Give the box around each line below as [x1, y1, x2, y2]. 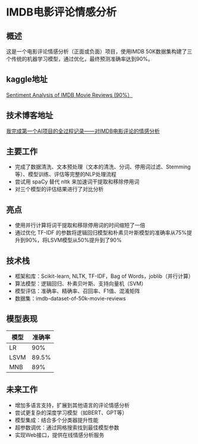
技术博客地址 [6, 111, 54, 121]
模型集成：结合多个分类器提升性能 [14, 416, 99, 423]
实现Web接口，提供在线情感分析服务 [14, 431, 105, 438]
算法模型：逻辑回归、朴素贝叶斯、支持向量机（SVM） [14, 280, 147, 287]
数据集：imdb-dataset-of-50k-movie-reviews [14, 295, 126, 302]
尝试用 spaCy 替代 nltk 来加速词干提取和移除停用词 [14, 178, 140, 185]
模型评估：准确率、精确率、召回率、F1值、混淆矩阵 [14, 287, 140, 295]
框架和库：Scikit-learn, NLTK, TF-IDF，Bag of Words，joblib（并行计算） [14, 273, 194, 280]
